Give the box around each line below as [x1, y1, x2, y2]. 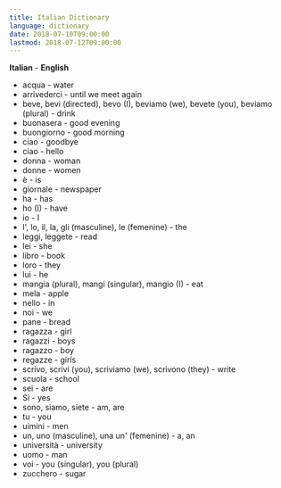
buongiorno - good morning [21, 127, 125, 138]
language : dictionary [9, 21, 90, 30]
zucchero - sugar [21, 468, 87, 479]
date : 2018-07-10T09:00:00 [9, 29, 110, 38]
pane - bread [21, 317, 71, 327]
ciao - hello [21, 146, 64, 157]
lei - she [21, 241, 53, 252]
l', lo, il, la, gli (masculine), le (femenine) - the [21, 222, 187, 233]
